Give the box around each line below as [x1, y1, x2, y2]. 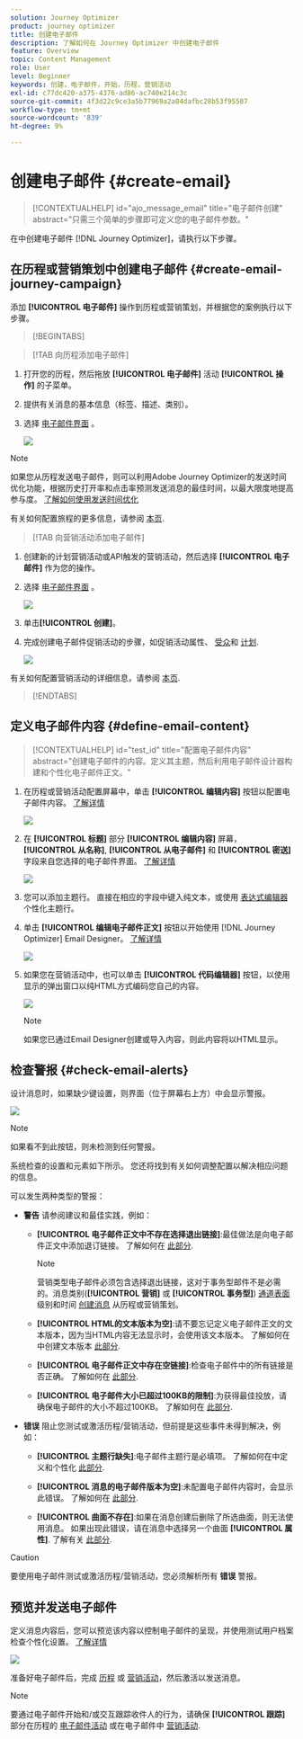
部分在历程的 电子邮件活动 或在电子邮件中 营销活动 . [10, 1720, 201, 1731]
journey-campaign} [10, 276, 122, 292]
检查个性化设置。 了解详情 [10, 1636, 107, 1647]
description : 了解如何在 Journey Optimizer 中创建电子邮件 [10, 38, 219, 48]
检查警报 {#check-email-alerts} [10, 1062, 190, 1077]
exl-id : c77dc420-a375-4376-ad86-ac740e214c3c [10, 88, 188, 97]
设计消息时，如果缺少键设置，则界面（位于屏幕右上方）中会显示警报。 [10, 1088, 271, 1099]
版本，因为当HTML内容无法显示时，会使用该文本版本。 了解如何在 [44, 1330, 290, 1341]
